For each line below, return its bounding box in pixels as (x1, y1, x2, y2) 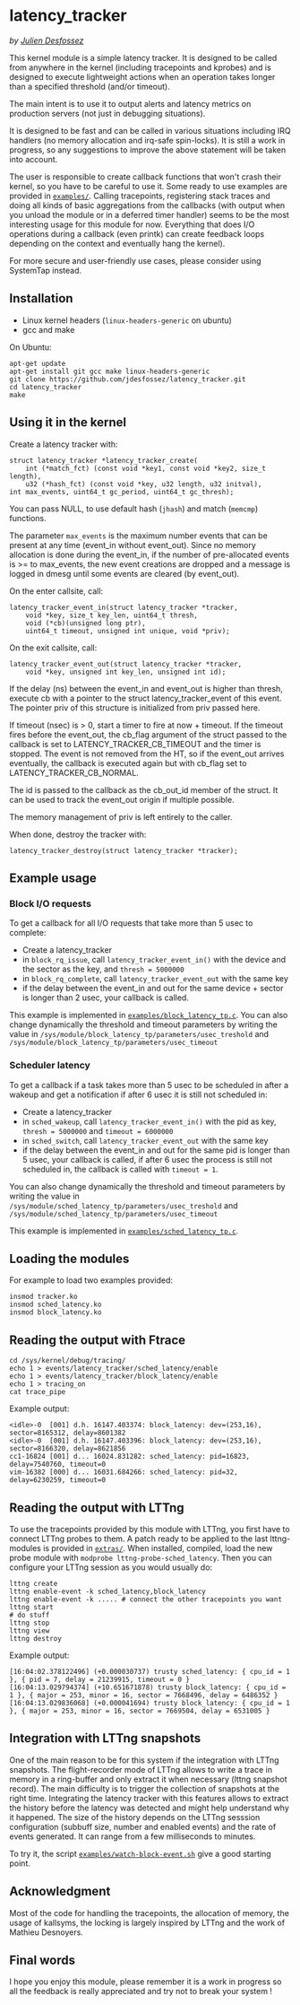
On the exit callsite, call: (9, 642, 98, 653)
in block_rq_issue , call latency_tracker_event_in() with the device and (21, 955, 287, 965)
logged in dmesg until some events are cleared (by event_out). (9, 568, 240, 579)
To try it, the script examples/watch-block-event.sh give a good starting (9, 1848, 271, 1859)
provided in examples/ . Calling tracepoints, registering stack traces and (9, 190, 270, 201)
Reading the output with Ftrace (9, 1332, 186, 1347)
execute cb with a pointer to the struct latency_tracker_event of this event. (9, 693, 282, 703)
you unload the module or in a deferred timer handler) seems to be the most (9, 209, 289, 220)
